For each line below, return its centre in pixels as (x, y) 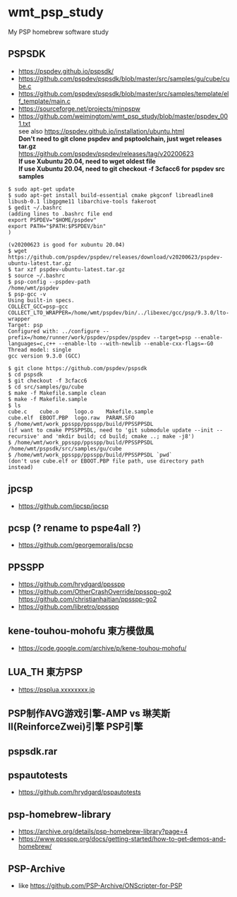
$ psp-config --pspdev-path (49, 282)
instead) (21, 467)
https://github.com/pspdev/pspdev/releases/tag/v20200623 (106, 153)
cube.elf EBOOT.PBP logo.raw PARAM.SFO (71, 417)
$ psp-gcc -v (27, 294)
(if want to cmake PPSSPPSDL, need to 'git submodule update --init (111, 430)
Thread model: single (40, 350)
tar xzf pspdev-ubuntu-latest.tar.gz (70, 269)
